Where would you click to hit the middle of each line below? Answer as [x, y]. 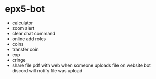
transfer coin [25, 49]
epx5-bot [25, 9]
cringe [19, 60]
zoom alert [23, 28]
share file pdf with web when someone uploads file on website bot [82, 65]
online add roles [29, 39]
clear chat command [33, 33]
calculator [23, 23]
